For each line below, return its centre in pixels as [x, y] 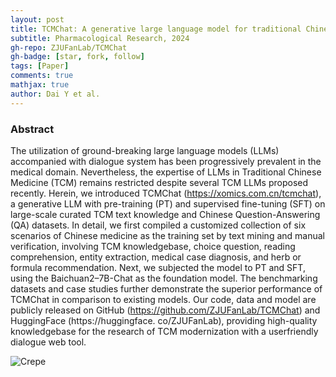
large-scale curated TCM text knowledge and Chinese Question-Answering [165, 214]
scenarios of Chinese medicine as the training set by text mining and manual [167, 235]
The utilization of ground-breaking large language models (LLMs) [145, 150]
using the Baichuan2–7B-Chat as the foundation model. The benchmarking [164, 278]
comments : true [42, 76]
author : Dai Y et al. [55, 94]
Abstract [32, 129]
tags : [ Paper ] [40, 66]
